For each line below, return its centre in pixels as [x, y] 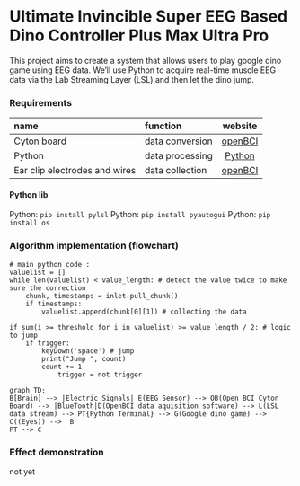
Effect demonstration [57, 452]
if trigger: [48, 343]
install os [30, 223]
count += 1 [62, 367]
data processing [179, 156]
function [163, 126]
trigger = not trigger [100, 375]
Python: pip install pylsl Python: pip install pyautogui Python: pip [140, 215]
